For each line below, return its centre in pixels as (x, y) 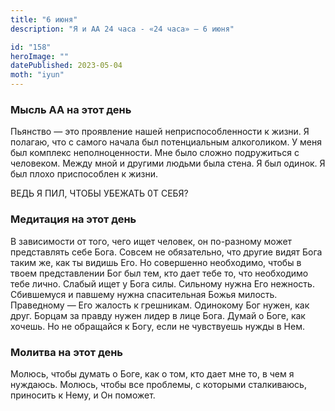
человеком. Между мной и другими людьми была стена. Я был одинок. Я (168, 163)
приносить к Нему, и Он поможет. (83, 395)
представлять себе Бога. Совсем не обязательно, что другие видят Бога (166, 252)
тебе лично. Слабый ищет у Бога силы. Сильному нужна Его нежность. (162, 283)
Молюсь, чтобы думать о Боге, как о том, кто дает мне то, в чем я (152, 373)
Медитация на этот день (73, 219)
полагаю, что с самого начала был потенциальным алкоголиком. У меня (166, 142)
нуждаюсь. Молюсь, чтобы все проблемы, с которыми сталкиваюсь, (158, 384)
